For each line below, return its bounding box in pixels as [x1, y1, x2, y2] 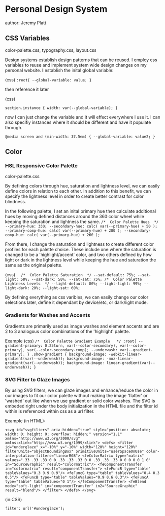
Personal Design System [5, 3, 107, 15]
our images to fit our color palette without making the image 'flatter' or [5, 393, 148, 399]
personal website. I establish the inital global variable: [5, 67, 114, 73]
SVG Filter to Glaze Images [5, 376, 70, 383]
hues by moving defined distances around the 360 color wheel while [5, 214, 144, 220]
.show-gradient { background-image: [31, 352, 107, 357]
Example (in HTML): [5, 418, 46, 424]
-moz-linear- [106, 356, 133, 361]
